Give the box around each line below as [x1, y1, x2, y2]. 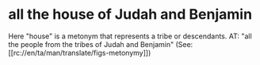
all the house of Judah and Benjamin [8, 5, 252, 23]
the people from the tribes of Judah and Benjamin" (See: [8, 39, 193, 49]
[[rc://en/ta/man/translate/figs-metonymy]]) [8, 48, 151, 57]
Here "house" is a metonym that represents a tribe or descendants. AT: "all [8, 31, 252, 41]
